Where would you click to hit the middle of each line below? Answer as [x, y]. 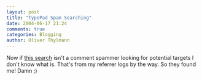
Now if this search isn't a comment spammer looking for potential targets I [100, 58]
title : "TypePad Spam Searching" [49, 18]
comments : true [26, 29]
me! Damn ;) [22, 71]
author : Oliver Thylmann [38, 40]
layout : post [23, 12]
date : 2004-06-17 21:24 [37, 23]
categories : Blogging [34, 35]
